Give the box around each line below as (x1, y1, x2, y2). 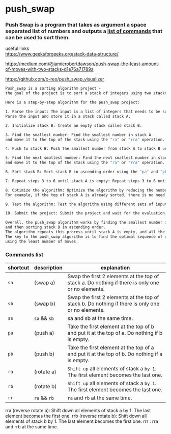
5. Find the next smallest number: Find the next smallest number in (5, 155, 156, 160)
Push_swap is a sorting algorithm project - (5, 86, 101, 91)
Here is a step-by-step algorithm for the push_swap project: (5, 100, 140, 105)
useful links (5, 45, 30, 51)
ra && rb (34, 394, 54, 401)
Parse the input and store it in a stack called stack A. (5, 114, 131, 119)
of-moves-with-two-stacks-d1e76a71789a (5, 66, 94, 72)
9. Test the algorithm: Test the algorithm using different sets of (5, 202, 154, 207)
